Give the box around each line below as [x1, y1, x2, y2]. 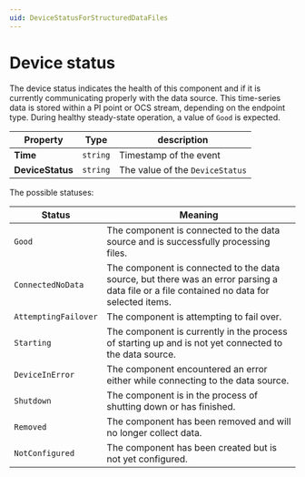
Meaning [179, 208, 219, 221]
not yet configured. [106, 452, 188, 465]
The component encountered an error [106, 362, 268, 375]
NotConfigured [14, 448, 75, 458]
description [157, 133, 209, 146]
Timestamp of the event [119, 148, 221, 161]
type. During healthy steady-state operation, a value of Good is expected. [9, 111, 281, 123]
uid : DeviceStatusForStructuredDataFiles [9, 13, 169, 23]
